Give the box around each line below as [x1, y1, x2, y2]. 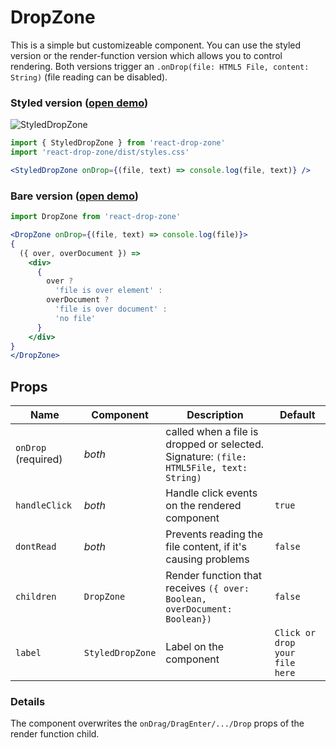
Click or [274, 627, 317, 639]
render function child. [10, 728, 100, 740]
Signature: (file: [165, 450, 248, 464]
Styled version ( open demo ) [10, 96, 149, 110]
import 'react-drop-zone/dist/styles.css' [10, 147, 190, 158]
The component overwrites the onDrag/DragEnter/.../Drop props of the [10, 717, 305, 730]
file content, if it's [165, 540, 247, 554]
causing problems [165, 552, 250, 566]
